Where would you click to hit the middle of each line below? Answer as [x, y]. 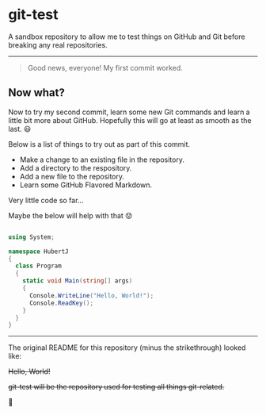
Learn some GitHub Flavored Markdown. [86, 185]
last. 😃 [20, 129]
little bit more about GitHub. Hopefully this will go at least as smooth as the [130, 120]
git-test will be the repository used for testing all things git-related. [116, 387]
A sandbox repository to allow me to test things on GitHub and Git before [127, 37]
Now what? [36, 93]
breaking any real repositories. [58, 44]
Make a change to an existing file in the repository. [102, 159]
